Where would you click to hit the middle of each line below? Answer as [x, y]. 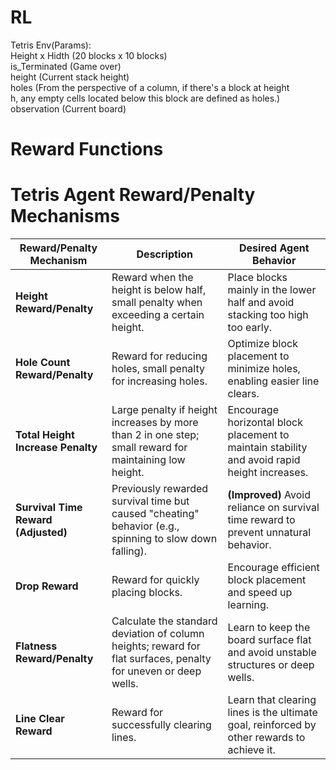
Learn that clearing [272, 700]
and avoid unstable [272, 653]
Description [164, 254]
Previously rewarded [160, 489]
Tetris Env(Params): [51, 45]
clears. [243, 394]
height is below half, [159, 290]
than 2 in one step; [155, 435]
